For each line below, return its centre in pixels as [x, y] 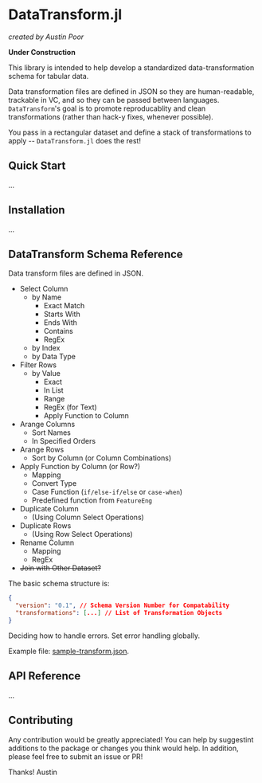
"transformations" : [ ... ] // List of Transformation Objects [119, 613]
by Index [46, 348]
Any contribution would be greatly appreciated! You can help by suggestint [131, 739]
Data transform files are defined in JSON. [76, 273]
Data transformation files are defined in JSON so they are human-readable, [131, 91]
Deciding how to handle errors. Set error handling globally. [104, 636]
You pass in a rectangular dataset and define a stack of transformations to [130, 132]
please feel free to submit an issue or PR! [76, 756]
